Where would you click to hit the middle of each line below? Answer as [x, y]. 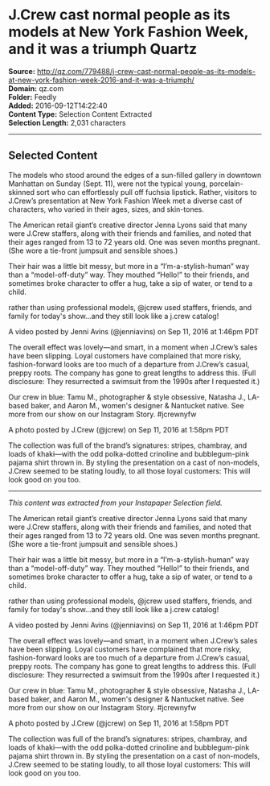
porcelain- [226, 184]
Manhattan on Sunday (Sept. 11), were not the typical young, [108, 184]
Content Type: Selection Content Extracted [80, 114]
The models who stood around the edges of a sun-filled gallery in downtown [135, 175]
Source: [22, 71]
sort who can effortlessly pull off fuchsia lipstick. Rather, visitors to [146, 192]
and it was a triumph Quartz [103, 49]
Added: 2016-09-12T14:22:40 [58, 105]
